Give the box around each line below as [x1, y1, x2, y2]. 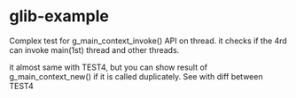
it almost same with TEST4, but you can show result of [9, 62, 208, 72]
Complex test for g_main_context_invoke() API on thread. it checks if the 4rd [9, 35, 288, 46]
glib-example [9, 6, 109, 26]
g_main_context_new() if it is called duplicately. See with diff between [9, 71, 263, 81]
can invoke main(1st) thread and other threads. [9, 44, 180, 55]
